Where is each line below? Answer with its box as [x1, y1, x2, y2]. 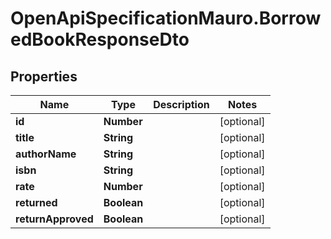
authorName [15, 147, 77, 161]
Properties [10, 68, 78, 85]
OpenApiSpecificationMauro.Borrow [10, 7, 322, 30]
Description [153, 98, 210, 111]
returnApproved [15, 212, 94, 226]
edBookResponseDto [10, 28, 190, 51]
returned [15, 196, 58, 209]
